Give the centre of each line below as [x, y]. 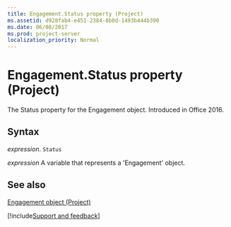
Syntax [23, 132]
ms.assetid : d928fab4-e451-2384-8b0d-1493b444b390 [83, 21]
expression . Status [35, 149]
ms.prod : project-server [44, 34]
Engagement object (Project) [49, 202]
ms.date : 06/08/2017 [38, 27]
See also [26, 185]
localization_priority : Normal [53, 40]
